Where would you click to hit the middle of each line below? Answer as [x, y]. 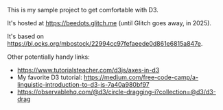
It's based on [26, 36]
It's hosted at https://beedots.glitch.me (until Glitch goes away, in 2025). [109, 23]
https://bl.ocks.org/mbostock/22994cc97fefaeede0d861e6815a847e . [105, 43]
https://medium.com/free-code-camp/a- [141, 77]
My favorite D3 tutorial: [49, 77]
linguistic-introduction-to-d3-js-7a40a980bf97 [83, 84]
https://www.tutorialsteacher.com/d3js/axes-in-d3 [88, 70]
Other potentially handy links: [49, 57]
